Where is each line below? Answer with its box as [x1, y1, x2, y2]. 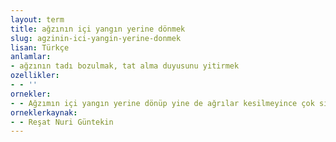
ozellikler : [10, 71, 60, 81]
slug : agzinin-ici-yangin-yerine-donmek [10, 33, 182, 43]
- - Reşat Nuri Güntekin [10, 117, 114, 127]
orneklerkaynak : [10, 107, 78, 118]
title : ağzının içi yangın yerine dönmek [10, 24, 186, 34]
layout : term [10, 14, 65, 25]
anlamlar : [10, 52, 52, 62]
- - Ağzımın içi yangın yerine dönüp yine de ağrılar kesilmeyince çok [10, 98, 315, 108]
